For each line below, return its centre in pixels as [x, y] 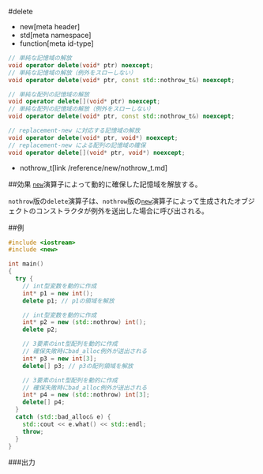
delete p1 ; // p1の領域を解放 [68, 301]
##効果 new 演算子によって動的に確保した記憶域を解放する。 [105, 184]
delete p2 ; [40, 330]
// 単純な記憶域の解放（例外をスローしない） [72, 73]
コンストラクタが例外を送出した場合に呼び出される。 [122, 211]
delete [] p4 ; [44, 402]
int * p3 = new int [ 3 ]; [60, 359]
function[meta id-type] [56, 43]
